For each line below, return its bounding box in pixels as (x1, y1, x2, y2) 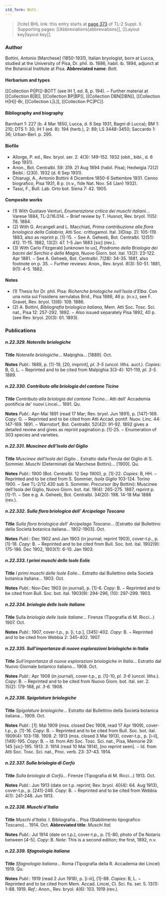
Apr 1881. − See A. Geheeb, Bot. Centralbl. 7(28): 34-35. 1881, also (12, 255, 149, 261)
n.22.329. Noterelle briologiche (5, 339, 71, 345)
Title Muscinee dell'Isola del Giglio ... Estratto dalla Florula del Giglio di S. (5, 455, 153, 461)
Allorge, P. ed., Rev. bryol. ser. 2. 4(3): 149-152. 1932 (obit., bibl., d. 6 (12, 154, 153, 160)
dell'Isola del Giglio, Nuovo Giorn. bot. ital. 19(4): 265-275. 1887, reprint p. (5, 486, 155, 492)
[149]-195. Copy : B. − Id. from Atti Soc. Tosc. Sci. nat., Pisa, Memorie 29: (5, 738, 154, 744)
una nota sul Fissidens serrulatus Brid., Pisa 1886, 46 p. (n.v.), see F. (12, 293, 152, 299)
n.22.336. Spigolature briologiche (5, 695, 77, 701)
